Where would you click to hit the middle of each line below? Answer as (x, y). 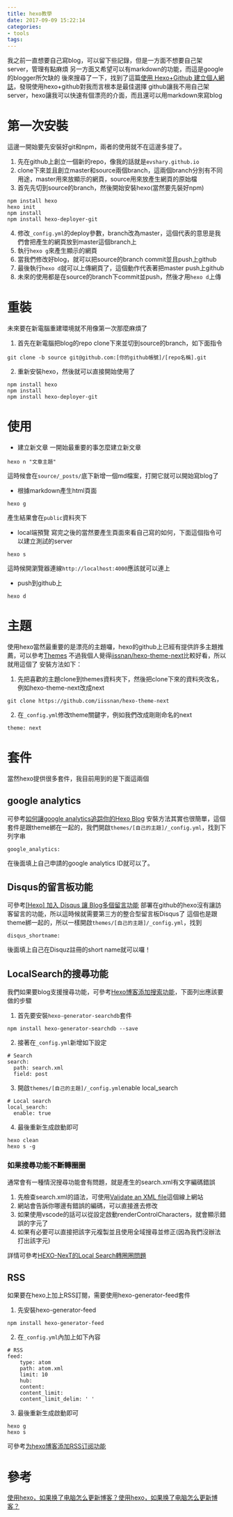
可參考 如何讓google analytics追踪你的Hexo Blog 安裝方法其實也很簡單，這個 (116, 818)
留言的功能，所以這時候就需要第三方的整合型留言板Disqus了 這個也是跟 (115, 914)
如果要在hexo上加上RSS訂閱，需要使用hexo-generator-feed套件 (99, 1295)
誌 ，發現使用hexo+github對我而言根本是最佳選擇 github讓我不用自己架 (109, 87)
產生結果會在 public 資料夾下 (47, 517)
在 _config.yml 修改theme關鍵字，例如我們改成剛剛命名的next (105, 715)
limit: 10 (34, 1375)
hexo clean (23, 1141)
